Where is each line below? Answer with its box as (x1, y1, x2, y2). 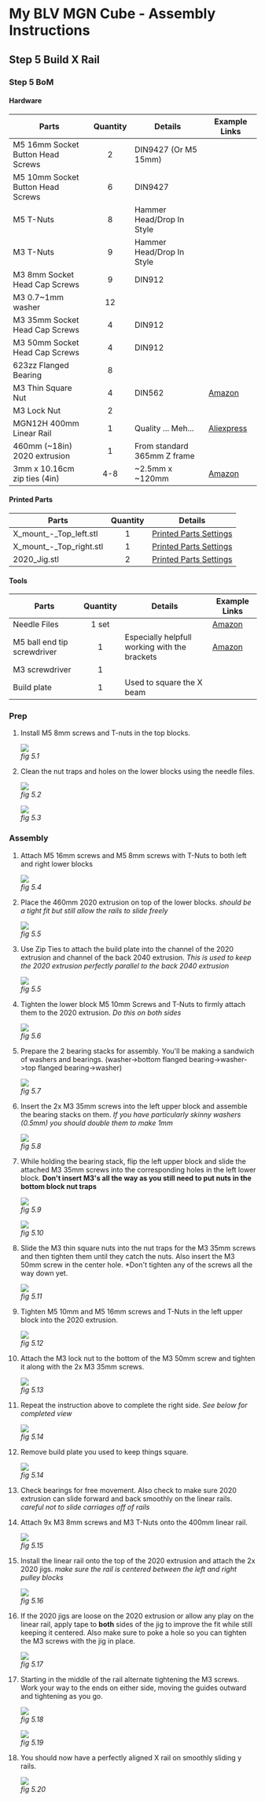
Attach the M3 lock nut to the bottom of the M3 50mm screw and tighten (20, 1353, 256, 1363)
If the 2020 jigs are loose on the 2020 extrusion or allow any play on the (20, 1611, 254, 1620)
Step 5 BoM (9, 76, 54, 87)
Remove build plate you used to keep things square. (20, 1447, 189, 1456)
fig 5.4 (20, 882, 42, 891)
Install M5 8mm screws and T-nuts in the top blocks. (20, 728, 191, 738)
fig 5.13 (20, 1384, 44, 1395)
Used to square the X (124, 677, 203, 688)
